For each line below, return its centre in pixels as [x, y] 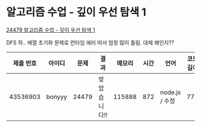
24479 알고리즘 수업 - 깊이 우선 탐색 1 [51, 30]
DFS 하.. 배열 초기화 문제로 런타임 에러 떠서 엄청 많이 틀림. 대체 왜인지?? [90, 42]
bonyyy [57, 97]
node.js [170, 92]
